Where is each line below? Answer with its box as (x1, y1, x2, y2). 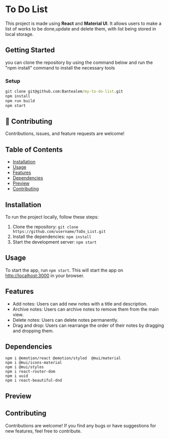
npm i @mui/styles (5, 364, 44, 370)
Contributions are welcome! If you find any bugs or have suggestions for (5, 422, 156, 428)
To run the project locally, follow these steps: (5, 214, 99, 220)
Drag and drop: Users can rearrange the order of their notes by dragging (12, 322, 164, 328)
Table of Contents (5, 145, 63, 154)
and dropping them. (12, 327, 54, 333)
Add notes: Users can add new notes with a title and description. (12, 300, 148, 307)
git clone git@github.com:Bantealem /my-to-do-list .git (5, 89, 123, 94)
